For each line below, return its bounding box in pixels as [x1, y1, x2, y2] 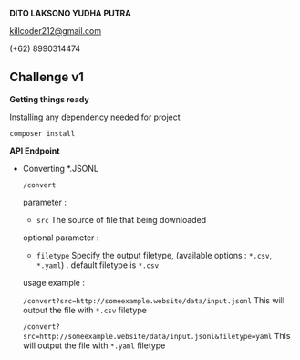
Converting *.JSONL [22, 163, 98, 174]
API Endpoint [9, 145, 60, 156]
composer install [9, 129, 76, 138]
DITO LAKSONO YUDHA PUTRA [9, 8, 132, 18]
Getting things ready [9, 93, 89, 104]
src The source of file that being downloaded [36, 214, 207, 225]
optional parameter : [22, 232, 99, 243]
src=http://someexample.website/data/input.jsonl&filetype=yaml [22, 332, 273, 341]
